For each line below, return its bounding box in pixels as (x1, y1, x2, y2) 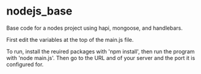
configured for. (6, 61, 44, 68)
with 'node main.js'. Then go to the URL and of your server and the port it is (6, 54, 196, 61)
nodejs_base (6, 4, 73, 18)
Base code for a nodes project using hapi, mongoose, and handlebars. (6, 24, 183, 32)
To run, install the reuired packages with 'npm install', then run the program (6, 47, 195, 55)
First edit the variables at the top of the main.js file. (6, 36, 134, 43)
